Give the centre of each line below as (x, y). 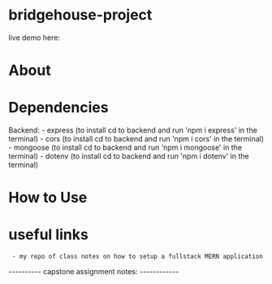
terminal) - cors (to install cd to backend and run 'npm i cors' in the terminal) (136, 139)
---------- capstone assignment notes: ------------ (94, 272)
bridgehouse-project (80, 15)
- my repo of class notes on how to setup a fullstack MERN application (138, 257)
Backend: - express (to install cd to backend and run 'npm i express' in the (133, 130)
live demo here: (35, 37)
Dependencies (58, 108)
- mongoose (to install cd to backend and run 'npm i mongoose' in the (125, 147)
